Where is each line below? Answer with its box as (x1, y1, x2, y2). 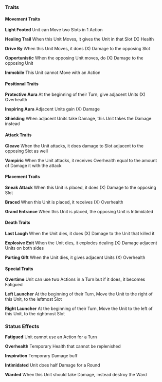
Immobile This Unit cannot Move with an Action (5, 70, 101, 75)
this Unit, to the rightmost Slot (5, 311, 65, 317)
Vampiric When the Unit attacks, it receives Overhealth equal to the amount (5, 157, 157, 163)
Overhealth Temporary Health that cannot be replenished (5, 344, 121, 349)
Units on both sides (5, 245, 44, 251)
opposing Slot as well (5, 148, 48, 154)
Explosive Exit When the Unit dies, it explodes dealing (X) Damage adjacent (5, 240, 157, 246)
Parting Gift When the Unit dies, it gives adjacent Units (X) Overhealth (5, 255, 145, 260)
